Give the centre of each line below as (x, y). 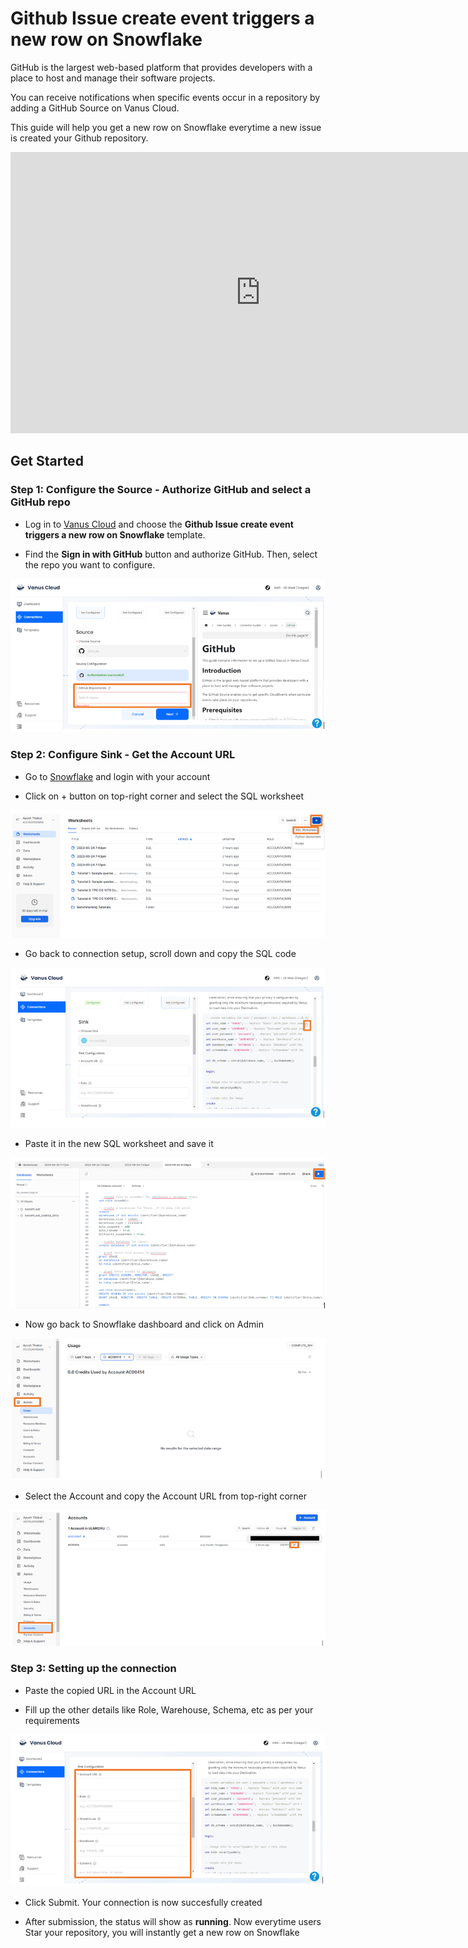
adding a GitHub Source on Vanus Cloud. (95, 108)
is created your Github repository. (79, 138)
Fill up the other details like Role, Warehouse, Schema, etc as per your (169, 1709)
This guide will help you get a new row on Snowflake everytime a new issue (166, 127)
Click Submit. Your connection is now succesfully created (143, 1902)
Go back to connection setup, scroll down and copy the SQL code (160, 954)
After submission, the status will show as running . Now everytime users (173, 1921)
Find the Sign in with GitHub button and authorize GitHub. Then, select (171, 554)
